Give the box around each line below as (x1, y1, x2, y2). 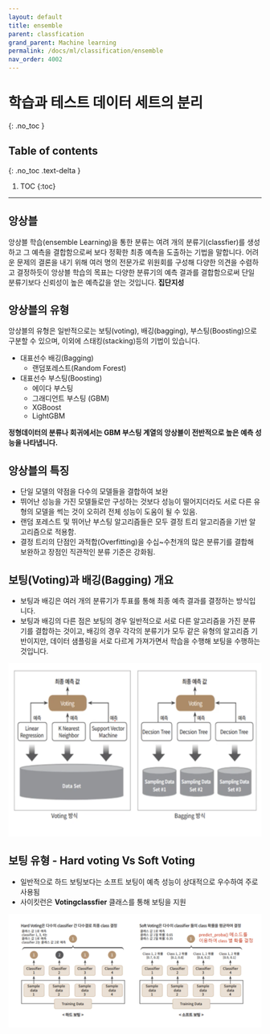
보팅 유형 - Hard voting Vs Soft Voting (8, 854, 195, 868)
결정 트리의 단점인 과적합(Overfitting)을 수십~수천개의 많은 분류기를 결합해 (19, 537, 255, 547)
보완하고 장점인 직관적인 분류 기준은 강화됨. (19, 547, 156, 557)
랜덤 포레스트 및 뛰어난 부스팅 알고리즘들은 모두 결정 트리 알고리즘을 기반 (19, 517, 247, 527)
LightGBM (31, 411, 66, 421)
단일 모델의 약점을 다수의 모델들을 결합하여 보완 (19, 487, 169, 496)
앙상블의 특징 (8, 463, 70, 477)
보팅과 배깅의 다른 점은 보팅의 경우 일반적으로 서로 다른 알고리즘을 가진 (19, 617, 241, 625)
